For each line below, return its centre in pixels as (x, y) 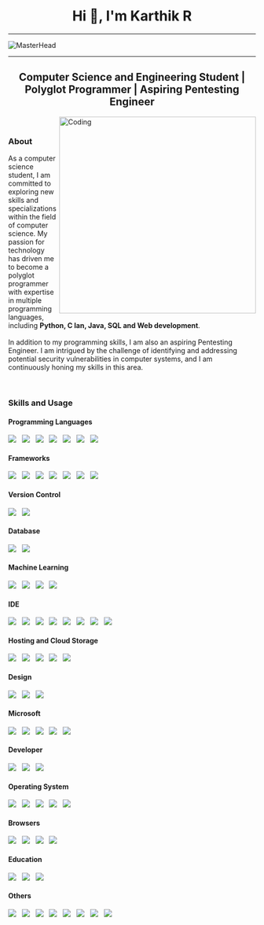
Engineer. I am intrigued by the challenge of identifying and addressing (123, 351)
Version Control (35, 494)
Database (24, 531)
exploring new (31, 192)
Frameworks (29, 458)
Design (20, 676)
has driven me (31, 259)
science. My (28, 234)
